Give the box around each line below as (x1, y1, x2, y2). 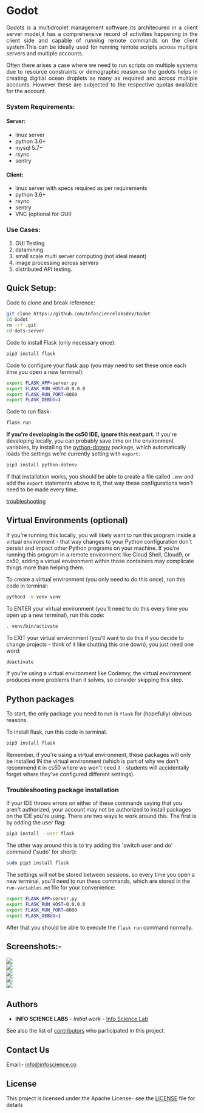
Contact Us (6, 1045, 50, 1055)
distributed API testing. (15, 265, 73, 273)
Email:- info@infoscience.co (6, 1061, 77, 1069)
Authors (6, 999, 38, 1009)
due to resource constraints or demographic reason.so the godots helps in (6, 68, 198, 75)
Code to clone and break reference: (6, 299, 96, 306)
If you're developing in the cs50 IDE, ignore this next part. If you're (6, 430, 177, 438)
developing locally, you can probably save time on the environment (6, 437, 174, 444)
